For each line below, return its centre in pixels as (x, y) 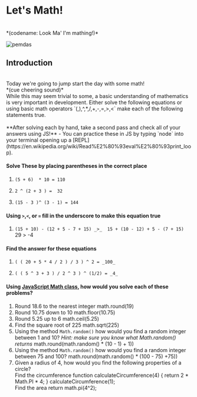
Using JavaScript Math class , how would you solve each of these (88, 287)
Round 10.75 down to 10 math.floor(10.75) (65, 312)
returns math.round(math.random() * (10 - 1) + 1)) (74, 344)
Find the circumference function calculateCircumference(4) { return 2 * (101, 375)
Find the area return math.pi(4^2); (56, 388)
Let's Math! (35, 10)
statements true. (26, 115)
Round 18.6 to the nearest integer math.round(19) (74, 306)
